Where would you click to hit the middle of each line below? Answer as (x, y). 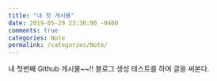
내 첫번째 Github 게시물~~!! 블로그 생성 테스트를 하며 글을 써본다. (109, 69)
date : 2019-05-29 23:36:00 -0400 (63, 23)
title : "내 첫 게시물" (42, 15)
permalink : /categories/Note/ (58, 45)
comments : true (33, 30)
